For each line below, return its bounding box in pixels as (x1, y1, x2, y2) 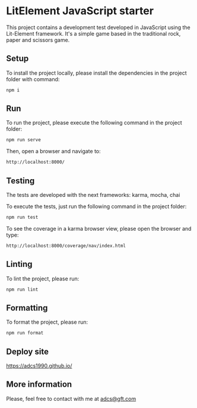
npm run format (6, 330, 44, 336)
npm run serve (6, 137, 42, 143)
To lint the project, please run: (6, 275, 80, 282)
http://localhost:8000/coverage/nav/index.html (6, 243, 126, 248)
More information (6, 380, 72, 390)
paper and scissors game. (6, 36, 70, 43)
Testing (6, 176, 35, 186)
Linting (6, 259, 33, 269)
